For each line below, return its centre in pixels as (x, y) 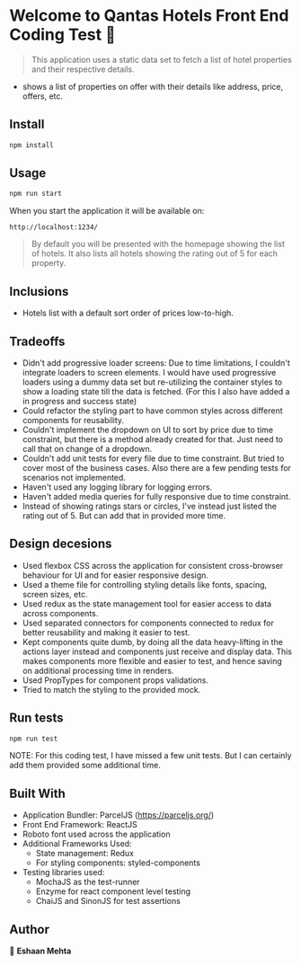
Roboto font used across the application (96, 834)
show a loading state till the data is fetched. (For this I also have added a (156, 391)
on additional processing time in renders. (98, 670)
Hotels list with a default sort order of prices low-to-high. (128, 313)
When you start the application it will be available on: (107, 211)
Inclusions (39, 292)
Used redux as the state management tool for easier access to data (147, 604)
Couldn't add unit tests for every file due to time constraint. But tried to (153, 458)
